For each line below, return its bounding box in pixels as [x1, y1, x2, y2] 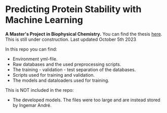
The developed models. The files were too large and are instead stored [12, 97, 160, 103]
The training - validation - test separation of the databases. [12, 67, 136, 73]
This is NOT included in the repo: [5, 87, 74, 93]
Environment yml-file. [12, 55, 58, 62]
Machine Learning [5, 14, 83, 26]
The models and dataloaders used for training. [12, 77, 110, 83]
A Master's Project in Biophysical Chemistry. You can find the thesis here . [5, 31, 162, 37]
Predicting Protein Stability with [5, 4, 142, 15]
